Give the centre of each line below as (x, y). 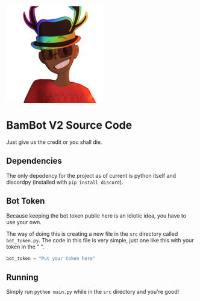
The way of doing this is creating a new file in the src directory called (92, 234)
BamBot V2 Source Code (69, 125)
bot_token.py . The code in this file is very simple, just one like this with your (100, 240)
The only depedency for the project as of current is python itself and (91, 175)
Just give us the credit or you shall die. (54, 142)
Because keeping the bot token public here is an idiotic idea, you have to (96, 215)
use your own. (24, 222)
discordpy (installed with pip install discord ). (65, 182)
